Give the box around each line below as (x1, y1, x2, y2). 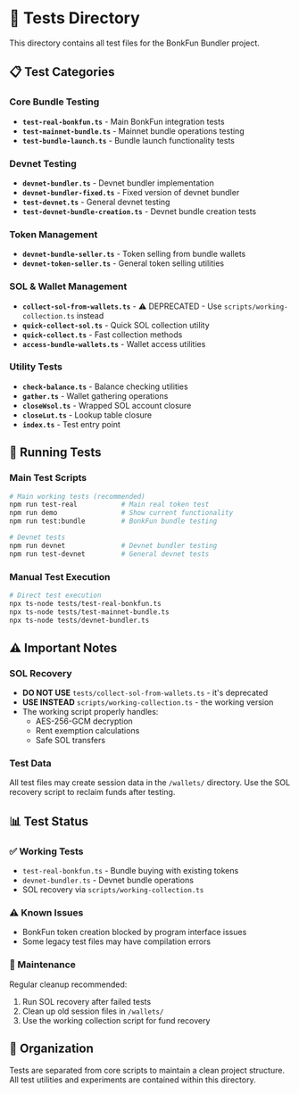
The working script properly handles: (21, 707, 159, 717)
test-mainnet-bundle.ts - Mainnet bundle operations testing (21, 125, 245, 137)
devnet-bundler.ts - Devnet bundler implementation (21, 178, 214, 188)
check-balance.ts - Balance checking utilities (21, 381, 189, 392)
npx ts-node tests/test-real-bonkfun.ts (9, 599, 162, 608)
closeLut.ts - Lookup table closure (21, 410, 153, 420)
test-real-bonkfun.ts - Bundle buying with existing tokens (21, 866, 239, 876)
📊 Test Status (9, 814, 89, 829)
